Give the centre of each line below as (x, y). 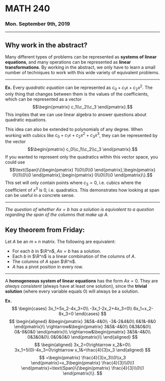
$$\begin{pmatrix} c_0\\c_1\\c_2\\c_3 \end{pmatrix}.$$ (82, 149)
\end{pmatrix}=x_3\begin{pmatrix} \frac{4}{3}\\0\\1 (82, 363)
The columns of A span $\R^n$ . (44, 262)
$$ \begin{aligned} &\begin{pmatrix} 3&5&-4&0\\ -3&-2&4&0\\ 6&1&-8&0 (82, 322)
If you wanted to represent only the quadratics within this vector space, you (82, 157)
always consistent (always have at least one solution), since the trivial (76, 286)
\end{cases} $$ (91, 314)
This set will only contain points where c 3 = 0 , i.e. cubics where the (73, 183)
